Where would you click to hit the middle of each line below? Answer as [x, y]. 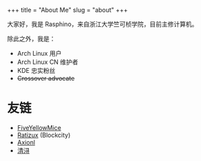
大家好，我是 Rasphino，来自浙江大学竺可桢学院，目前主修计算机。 [103, 24]
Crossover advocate [46, 78]
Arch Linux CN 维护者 [47, 62]
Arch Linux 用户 [39, 53]
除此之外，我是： [31, 39]
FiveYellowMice [39, 127]
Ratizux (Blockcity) [44, 135]
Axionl [26, 142]
